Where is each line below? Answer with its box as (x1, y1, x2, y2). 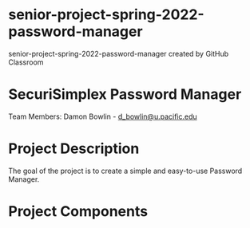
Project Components (8, 202, 149, 220)
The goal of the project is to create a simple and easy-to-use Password (8, 166, 243, 175)
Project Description (8, 140, 140, 158)
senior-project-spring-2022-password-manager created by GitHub (8, 49, 229, 58)
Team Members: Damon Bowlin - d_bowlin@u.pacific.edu (8, 112, 197, 121)
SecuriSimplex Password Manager (8, 85, 242, 104)
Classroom (8, 57, 44, 67)
